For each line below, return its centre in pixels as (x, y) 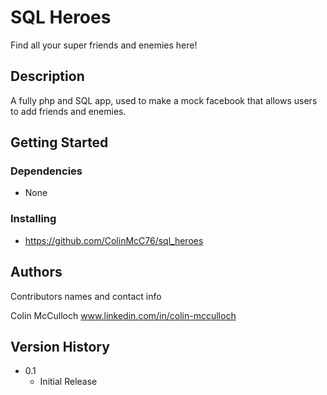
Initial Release (68, 382)
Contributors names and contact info (86, 296)
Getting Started (59, 142)
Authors (36, 272)
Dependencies (46, 171)
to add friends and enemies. (68, 111)
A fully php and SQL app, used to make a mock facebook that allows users (164, 100)
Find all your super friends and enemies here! (104, 45)
